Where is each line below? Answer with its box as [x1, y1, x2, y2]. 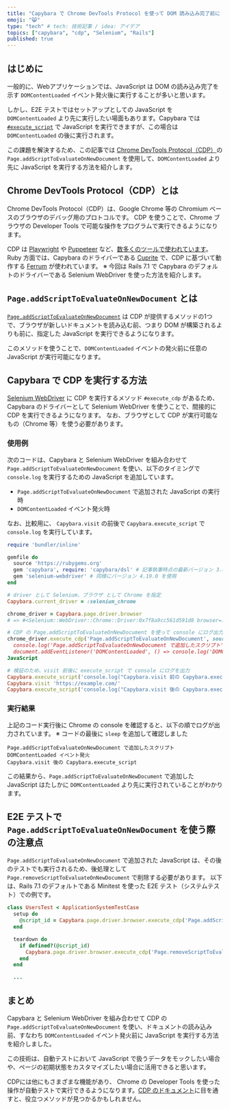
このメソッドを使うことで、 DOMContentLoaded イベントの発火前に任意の [7, 344, 207, 352]
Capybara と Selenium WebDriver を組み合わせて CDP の [7, 1014, 168, 1022]
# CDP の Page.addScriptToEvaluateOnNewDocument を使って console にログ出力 [7, 629, 224, 636]
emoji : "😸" [7, 16, 40, 23]
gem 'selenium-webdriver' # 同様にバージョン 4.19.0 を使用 [13, 573, 177, 580]
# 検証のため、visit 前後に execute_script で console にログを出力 [7, 667, 190, 674]
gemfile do [7, 553, 38, 560]
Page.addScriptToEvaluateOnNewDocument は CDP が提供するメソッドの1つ [7, 312, 213, 320]
